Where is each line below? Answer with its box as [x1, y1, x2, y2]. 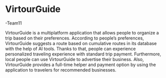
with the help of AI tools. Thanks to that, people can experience [5, 45, 136, 51]
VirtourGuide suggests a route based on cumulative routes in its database [5, 40, 157, 46]
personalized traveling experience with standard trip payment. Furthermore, [5, 51, 161, 57]
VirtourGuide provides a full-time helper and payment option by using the [5, 61, 156, 67]
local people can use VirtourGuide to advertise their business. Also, [5, 56, 144, 62]
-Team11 [5, 20, 22, 26]
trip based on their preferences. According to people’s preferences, [5, 35, 144, 41]
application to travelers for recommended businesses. [5, 66, 116, 73]
